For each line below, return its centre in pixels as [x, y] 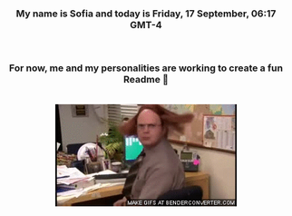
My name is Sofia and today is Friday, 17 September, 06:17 [146, 14]
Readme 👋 [146, 80]
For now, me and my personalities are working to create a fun [146, 68]
